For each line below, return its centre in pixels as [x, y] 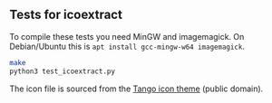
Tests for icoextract [66, 15]
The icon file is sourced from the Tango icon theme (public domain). [136, 89]
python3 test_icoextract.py [63, 71]
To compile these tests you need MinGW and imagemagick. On [127, 36]
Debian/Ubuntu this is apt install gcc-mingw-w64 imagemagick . [127, 46]
